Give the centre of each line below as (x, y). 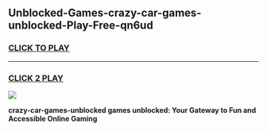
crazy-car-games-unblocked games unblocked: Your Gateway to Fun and (132, 110)
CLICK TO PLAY (39, 48)
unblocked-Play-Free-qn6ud (81, 26)
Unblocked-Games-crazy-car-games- (105, 13)
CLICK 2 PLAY (36, 78)
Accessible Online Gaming (53, 118)
